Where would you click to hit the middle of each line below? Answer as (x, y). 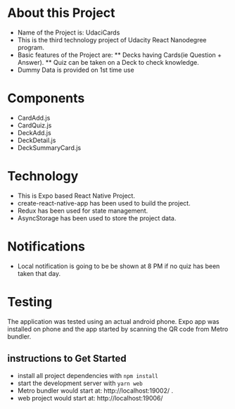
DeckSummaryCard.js (49, 147)
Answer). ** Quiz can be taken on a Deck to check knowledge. (108, 62)
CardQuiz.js (34, 125)
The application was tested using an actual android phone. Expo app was (113, 321)
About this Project (61, 13)
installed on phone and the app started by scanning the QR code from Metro (118, 329)
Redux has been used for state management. (83, 210)
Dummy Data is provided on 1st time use (76, 70)
